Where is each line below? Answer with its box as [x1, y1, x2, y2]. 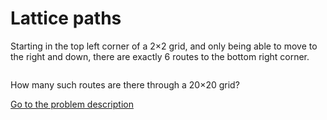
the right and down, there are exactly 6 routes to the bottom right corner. [10, 50, 310, 62]
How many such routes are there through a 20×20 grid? [10, 78, 240, 91]
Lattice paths [10, 7, 122, 30]
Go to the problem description [10, 98, 134, 110]
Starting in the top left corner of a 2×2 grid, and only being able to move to [10, 40, 318, 52]
